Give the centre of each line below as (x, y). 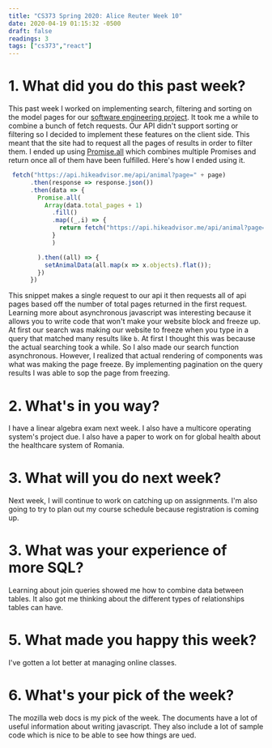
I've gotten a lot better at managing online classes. (93, 663)
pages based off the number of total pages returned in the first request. (127, 304)
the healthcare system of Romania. (66, 446)
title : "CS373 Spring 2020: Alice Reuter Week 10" (96, 16)
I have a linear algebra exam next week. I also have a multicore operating (130, 428)
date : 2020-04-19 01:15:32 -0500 (65, 24)
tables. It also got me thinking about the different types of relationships (127, 599)
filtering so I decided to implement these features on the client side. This (129, 135)
